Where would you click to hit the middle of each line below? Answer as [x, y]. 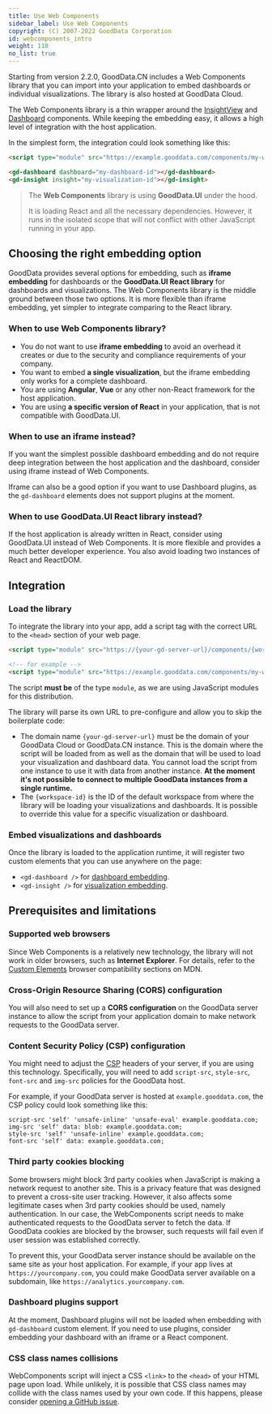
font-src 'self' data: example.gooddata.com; [86, 1141]
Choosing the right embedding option [105, 254]
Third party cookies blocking [66, 1162]
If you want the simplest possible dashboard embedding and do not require [134, 454]
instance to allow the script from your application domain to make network [132, 1016]
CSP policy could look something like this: [78, 1105]
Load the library [40, 608]
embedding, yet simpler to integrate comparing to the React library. [120, 307]
